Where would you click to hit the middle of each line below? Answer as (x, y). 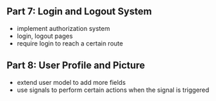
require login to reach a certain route (70, 43)
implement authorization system (63, 28)
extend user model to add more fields (71, 82)
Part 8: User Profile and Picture (76, 66)
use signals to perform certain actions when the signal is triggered (113, 90)
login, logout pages (45, 36)
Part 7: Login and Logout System (79, 12)
